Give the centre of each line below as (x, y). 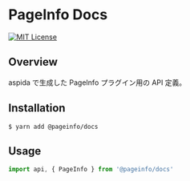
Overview (33, 62)
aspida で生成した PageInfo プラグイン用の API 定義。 (97, 82)
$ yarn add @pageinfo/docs (53, 127)
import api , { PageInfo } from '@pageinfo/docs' (91, 170)
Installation (37, 109)
